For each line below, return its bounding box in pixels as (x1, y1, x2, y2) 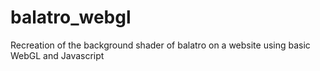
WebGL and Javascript (10, 49, 105, 61)
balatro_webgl (10, 6, 132, 29)
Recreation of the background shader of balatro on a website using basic (10, 39, 311, 51)
